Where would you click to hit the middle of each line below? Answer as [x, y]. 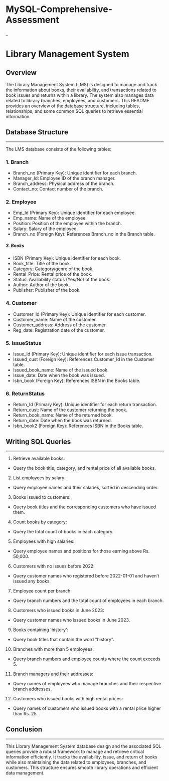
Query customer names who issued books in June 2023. [71, 620]
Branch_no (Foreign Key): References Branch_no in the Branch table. [84, 234]
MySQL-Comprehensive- [59, 9]
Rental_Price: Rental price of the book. [52, 274]
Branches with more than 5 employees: [53, 649]
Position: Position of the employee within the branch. [67, 224]
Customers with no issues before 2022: [54, 566]
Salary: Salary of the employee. [45, 229]
